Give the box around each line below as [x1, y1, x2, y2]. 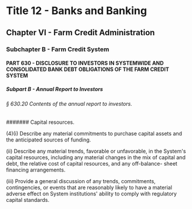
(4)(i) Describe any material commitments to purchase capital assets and [6, 130, 183, 137]
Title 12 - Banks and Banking [6, 4, 147, 18]
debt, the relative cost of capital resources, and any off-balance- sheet [6, 160, 178, 167]
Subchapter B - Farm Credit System [6, 45, 110, 53]
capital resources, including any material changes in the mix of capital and [6, 154, 186, 161]
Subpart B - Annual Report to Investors [6, 85, 103, 92]
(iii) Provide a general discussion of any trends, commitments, [6, 177, 156, 184]
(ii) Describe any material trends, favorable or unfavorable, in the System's [6, 147, 186, 154]
